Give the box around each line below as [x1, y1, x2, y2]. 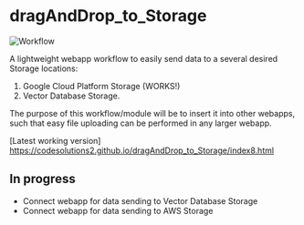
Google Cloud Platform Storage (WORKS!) [22, 80, 181, 91]
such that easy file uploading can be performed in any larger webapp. [9, 118, 272, 128]
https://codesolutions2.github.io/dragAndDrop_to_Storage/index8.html [9, 145, 275, 156]
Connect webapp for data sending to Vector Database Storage [22, 195, 258, 206]
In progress [9, 171, 76, 187]
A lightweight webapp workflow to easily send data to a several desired [9, 53, 278, 64]
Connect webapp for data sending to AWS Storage [22, 205, 214, 216]
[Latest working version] [9, 135, 101, 146]
